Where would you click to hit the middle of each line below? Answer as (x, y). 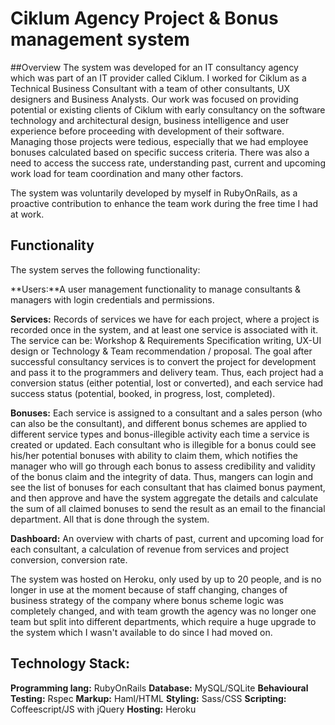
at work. (27, 214)
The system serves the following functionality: (105, 269)
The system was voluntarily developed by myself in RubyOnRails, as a (154, 193)
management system (100, 39)
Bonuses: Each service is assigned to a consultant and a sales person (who (166, 413)
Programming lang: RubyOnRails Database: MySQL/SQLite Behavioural (159, 688)
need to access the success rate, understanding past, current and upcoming (168, 163)
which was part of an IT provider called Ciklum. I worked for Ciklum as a (158, 78)
